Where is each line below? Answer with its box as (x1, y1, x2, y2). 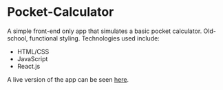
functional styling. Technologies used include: (29, 34, 160, 42)
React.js (17, 62, 41, 70)
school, (7, 34, 28, 42)
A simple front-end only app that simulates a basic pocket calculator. (7, 27, 202, 35)
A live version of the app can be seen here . (7, 75, 129, 83)
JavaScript (17, 54, 48, 63)
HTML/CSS (17, 47, 50, 56)
